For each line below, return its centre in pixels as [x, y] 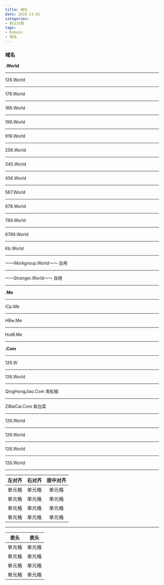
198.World [15, 122]
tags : [10, 28]
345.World [16, 164]
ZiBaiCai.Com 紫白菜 [26, 407]
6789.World [17, 235]
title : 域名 [16, 10]
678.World [15, 206]
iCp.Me [12, 306]
